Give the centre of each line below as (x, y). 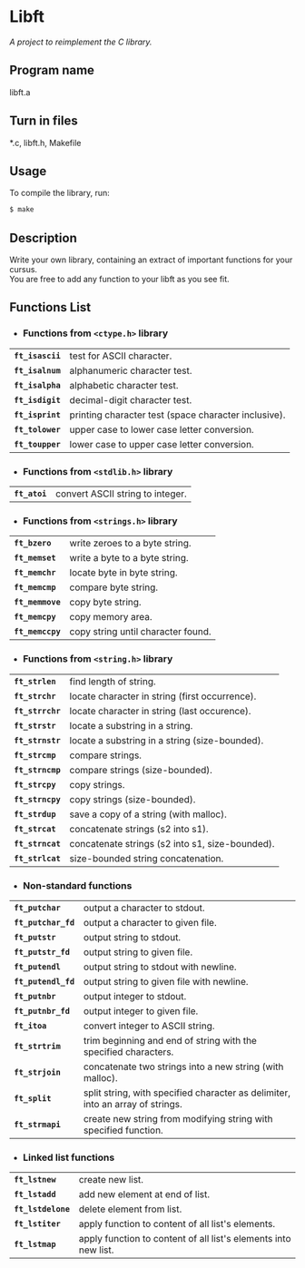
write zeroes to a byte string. (131, 544)
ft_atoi (30, 494)
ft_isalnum (37, 370)
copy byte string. (106, 603)
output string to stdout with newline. (160, 967)
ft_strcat (35, 829)
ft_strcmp (35, 755)
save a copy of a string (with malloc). (148, 814)
